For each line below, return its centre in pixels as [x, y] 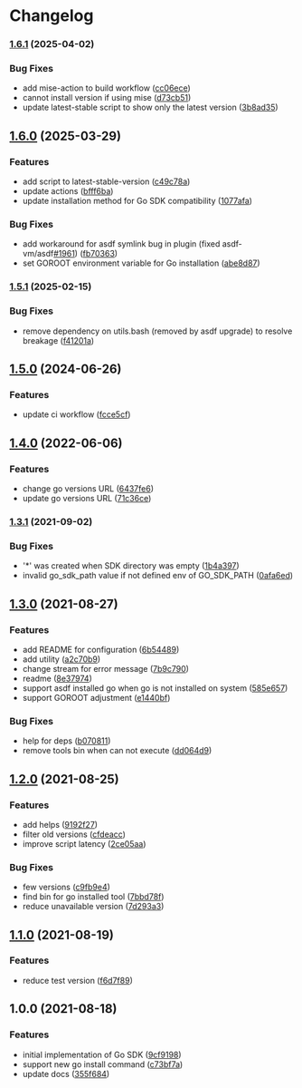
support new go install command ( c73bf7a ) [103, 1064]
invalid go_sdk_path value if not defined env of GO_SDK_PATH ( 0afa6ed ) [158, 576]
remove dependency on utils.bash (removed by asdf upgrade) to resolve [157, 331]
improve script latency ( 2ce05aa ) [84, 843]
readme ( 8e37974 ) [57, 678]
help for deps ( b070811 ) [66, 741]
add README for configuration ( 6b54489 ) [101, 649]
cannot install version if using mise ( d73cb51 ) [107, 98]
